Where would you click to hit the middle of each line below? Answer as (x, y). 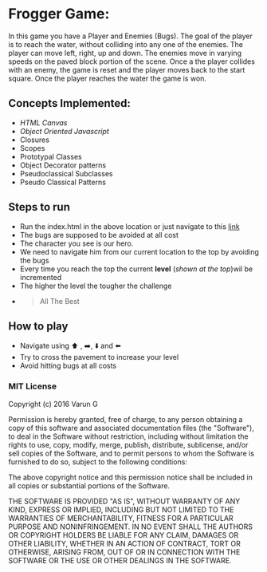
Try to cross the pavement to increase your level (99, 357)
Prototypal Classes (51, 156)
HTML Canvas (43, 122)
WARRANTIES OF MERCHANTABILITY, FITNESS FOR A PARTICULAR (121, 518)
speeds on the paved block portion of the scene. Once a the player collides (132, 61)
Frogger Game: (59, 14)
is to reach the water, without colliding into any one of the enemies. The (126, 44)
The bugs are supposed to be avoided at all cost (99, 235)
